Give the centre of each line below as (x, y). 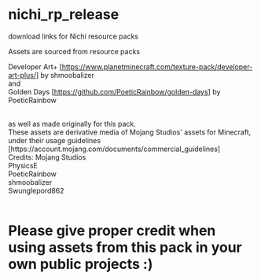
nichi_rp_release (64, 15)
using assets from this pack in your (125, 247)
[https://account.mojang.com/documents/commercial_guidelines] (114, 149)
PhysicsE (23, 165)
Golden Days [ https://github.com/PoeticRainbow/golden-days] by (114, 91)
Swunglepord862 (36, 190)
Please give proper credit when (112, 231)
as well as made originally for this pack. (72, 123)
